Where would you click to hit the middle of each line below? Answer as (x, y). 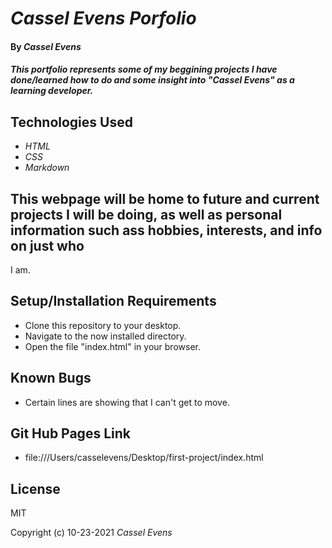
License (35, 488)
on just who (47, 245)
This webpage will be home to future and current (165, 198)
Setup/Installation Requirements (113, 301)
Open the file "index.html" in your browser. (112, 346)
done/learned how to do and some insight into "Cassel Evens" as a (152, 80)
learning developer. (52, 91)
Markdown (47, 168)
